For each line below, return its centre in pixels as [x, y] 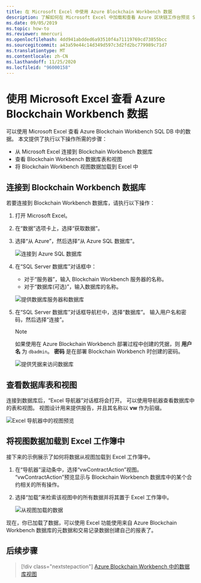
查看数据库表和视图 [42, 385]
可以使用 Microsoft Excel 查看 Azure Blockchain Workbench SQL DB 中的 [96, 132]
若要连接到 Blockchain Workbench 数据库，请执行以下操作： [81, 203]
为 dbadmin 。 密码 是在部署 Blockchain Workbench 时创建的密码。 [103, 351]
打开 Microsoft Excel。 [42, 215]
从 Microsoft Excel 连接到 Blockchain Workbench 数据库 [84, 152]
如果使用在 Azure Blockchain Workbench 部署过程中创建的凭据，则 [98, 344]
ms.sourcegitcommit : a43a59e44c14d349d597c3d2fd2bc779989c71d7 [87, 45]
